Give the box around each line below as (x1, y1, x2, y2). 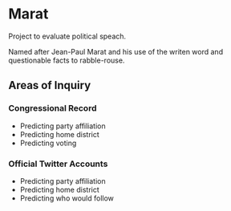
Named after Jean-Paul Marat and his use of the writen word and (8, 47, 223, 56)
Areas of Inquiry (8, 79, 91, 92)
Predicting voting (19, 138, 77, 148)
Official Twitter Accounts (8, 158, 108, 169)
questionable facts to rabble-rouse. (8, 55, 125, 65)
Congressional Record (8, 103, 97, 114)
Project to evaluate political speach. (8, 31, 127, 41)
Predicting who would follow (19, 193, 115, 203)
